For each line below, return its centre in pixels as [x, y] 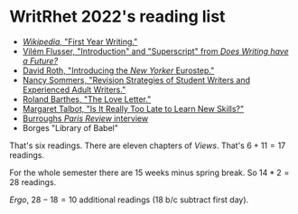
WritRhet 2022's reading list [117, 17]
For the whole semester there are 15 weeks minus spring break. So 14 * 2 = [149, 172]
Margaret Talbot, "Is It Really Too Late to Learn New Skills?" [133, 108]
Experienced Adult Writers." [74, 89]
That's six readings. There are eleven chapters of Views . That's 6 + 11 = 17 [148, 145]
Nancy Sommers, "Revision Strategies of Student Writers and [136, 79]
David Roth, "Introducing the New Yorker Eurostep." [118, 70]
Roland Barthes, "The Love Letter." [87, 99]
